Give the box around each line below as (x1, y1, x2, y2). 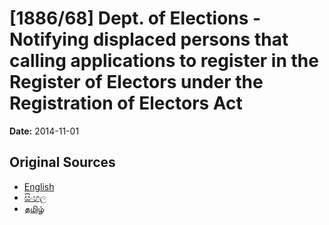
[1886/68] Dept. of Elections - (9, 7, 262, 30)
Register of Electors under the (9, 71, 264, 94)
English (23, 180, 55, 192)
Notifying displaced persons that (9, 28, 289, 51)
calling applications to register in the (9, 50, 319, 72)
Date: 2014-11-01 (9, 125, 80, 137)
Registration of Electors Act (9, 92, 243, 115)
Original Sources (9, 154, 116, 171)
